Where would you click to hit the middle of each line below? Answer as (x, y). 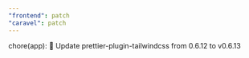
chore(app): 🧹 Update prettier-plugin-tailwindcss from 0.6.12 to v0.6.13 (124, 45)
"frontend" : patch (39, 15)
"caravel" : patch (37, 23)
